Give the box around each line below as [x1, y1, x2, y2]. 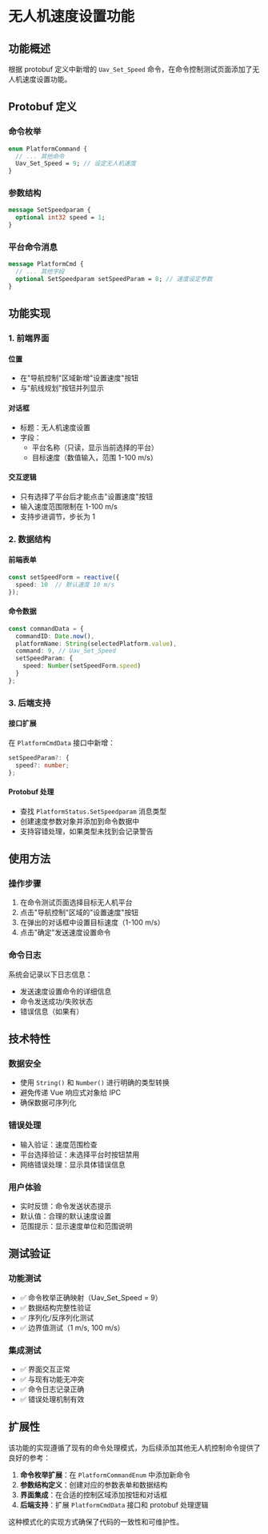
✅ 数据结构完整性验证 [19, 1303, 92, 1312]
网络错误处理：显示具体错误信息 [19, 1159, 126, 1169]
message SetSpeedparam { [8, 206, 91, 215]
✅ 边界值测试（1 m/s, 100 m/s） [19, 1323, 125, 1332]
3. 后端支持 [8, 697, 51, 709]
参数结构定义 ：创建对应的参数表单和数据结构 [19, 1480, 168, 1489]
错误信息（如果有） [19, 1006, 84, 1016]
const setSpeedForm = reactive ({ [8, 573, 120, 581]
